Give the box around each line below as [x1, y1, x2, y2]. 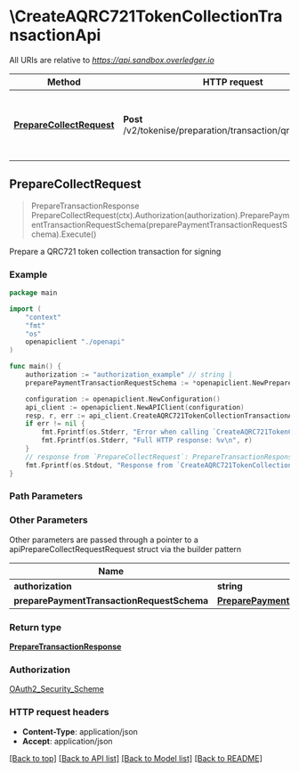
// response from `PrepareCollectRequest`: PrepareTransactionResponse [25, 452, 296, 461]
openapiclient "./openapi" [25, 337, 125, 346]
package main [9, 288, 58, 297]
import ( [9, 305, 42, 313]
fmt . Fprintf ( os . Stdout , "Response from [25, 460, 174, 469]
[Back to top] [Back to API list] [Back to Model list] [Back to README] [9, 752, 263, 763]
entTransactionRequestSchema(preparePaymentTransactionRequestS [30, 219, 287, 230]
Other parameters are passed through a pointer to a [9, 534, 198, 545]
